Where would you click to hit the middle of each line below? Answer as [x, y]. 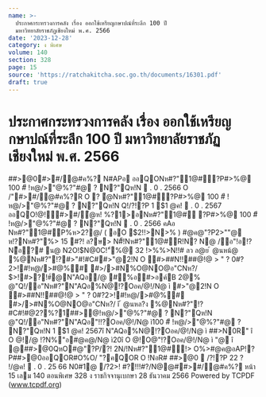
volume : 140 [28, 53]
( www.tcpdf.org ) [35, 385]
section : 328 [30, 60]
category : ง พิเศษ [35, 45]
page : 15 [23, 68]
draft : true [28, 82]
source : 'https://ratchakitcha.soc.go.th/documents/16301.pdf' [115, 75]
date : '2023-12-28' [40, 38]
